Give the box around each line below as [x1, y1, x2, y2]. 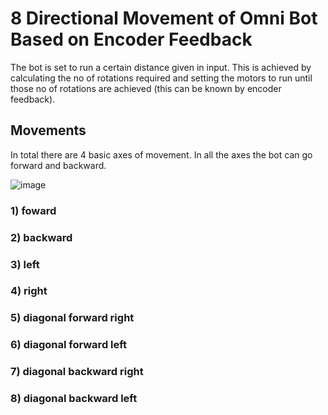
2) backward [10, 230, 73, 244]
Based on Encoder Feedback [10, 28, 253, 51]
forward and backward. [10, 159, 107, 171]
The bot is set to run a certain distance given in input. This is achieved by [10, 61, 312, 73]
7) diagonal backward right [10, 365, 144, 379]
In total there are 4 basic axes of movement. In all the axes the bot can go [10, 148, 313, 161]
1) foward [10, 203, 57, 217]
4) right [10, 284, 48, 298]
